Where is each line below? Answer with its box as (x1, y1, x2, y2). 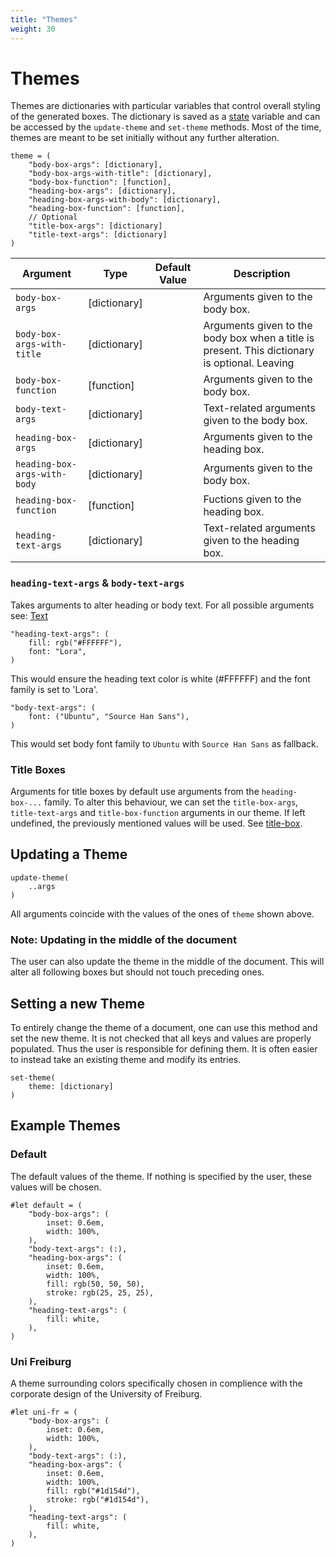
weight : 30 (10, 24, 56, 34)
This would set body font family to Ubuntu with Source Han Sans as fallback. (10, 737, 319, 750)
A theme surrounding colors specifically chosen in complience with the (10, 1377, 303, 1389)
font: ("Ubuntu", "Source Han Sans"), (28, 711, 190, 721)
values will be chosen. (10, 1181, 102, 1193)
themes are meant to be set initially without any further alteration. (10, 132, 280, 144)
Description (233, 267, 291, 281)
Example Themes (10, 1117, 121, 1135)
